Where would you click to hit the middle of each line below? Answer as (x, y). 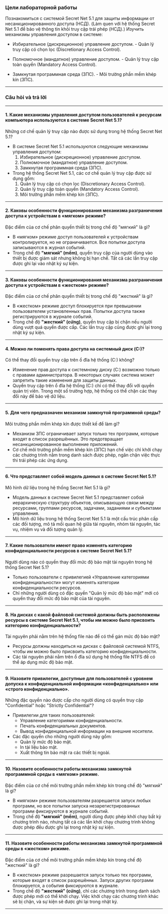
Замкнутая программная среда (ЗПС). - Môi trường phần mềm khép (84, 74)
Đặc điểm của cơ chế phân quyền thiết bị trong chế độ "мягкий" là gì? (77, 227)
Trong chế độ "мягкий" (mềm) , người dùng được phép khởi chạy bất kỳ (87, 816)
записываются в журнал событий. (49, 247)
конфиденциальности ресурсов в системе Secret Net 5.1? (68, 551)
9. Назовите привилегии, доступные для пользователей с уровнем (79, 678)
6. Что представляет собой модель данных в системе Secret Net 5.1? (81, 477)
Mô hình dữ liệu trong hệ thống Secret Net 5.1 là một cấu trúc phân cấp (85, 518)
